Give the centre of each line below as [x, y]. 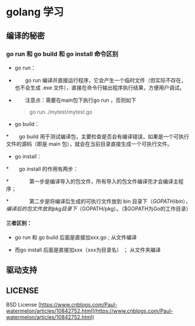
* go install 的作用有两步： [42, 169]
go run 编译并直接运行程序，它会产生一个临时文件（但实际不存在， [106, 80]
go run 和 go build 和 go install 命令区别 [62, 54]
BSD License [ [23, 305]
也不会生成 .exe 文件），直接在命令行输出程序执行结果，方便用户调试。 [100, 87]
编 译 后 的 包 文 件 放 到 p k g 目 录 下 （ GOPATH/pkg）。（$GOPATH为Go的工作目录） [99, 208]
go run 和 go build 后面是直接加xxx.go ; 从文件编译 [75, 237]
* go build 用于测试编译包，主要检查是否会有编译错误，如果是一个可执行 [98, 137]
